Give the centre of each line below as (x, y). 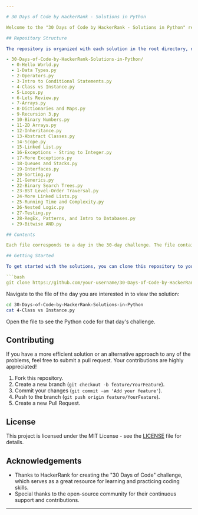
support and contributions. (47, 500)
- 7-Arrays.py (29, 103)
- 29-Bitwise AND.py (37, 224)
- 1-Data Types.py (34, 70)
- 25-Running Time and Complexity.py (58, 202)
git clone (18, 283)
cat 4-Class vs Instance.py (41, 310)
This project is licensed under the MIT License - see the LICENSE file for (94, 436)
